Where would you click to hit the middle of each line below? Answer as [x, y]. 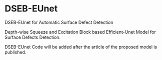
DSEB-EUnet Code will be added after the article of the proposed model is [81, 47]
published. [15, 52]
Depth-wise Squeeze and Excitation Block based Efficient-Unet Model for [80, 32]
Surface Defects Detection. [33, 37]
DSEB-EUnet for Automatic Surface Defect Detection [59, 22]
